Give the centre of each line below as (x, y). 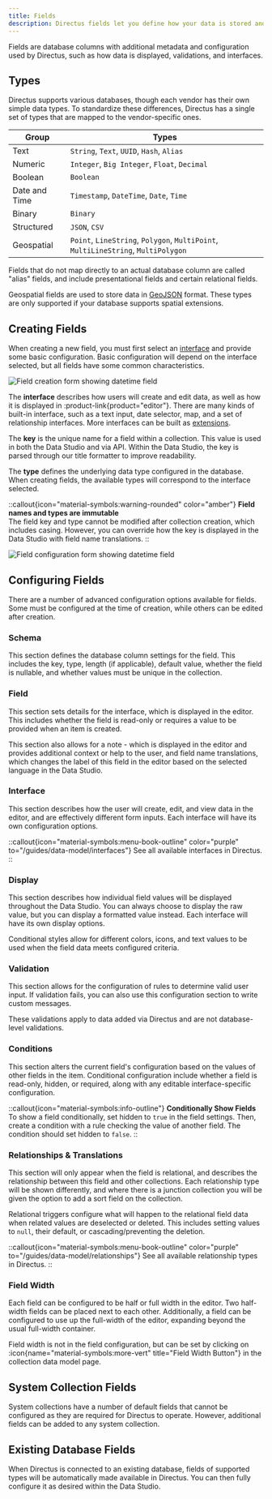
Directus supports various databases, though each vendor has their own (129, 100)
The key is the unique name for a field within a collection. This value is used (135, 439)
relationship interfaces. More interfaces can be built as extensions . (119, 423)
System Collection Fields (72, 1387)
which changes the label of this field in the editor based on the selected (128, 761)
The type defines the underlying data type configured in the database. (126, 472)
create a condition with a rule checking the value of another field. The (125, 1125)
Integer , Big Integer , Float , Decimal (139, 165)
